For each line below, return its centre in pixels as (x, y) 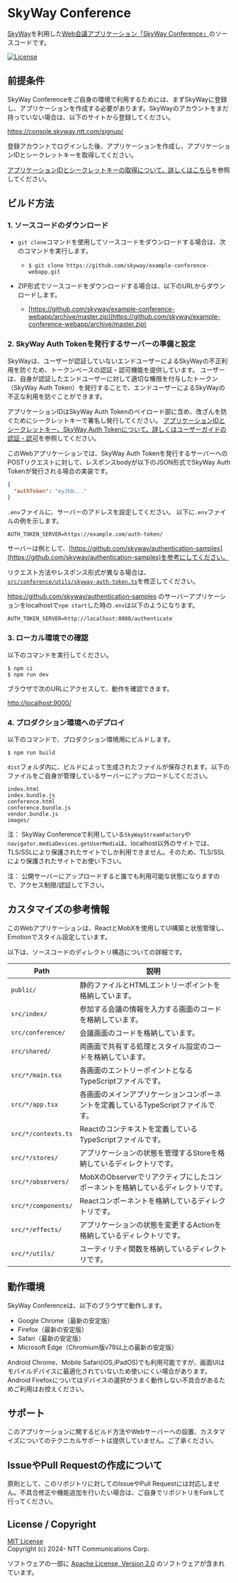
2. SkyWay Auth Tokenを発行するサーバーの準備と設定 (102, 344)
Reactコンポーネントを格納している (139, 1201)
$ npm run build (31, 752)
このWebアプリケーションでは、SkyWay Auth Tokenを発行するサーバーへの (118, 453)
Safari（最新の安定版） (51, 1338)
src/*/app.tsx (35, 1104)
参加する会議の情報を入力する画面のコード (151, 1009)
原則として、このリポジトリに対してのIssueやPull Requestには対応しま (110, 1484)
